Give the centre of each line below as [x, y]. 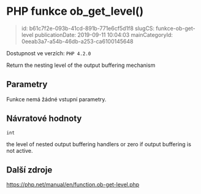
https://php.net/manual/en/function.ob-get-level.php [73, 185]
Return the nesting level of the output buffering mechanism [81, 65]
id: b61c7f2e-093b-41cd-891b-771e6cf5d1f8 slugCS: [88, 28]
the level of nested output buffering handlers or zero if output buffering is [99, 144]
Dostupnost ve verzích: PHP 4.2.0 [49, 53]
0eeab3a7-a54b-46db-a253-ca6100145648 [77, 41]
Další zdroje [29, 170]
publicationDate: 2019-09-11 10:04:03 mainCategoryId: [104, 34]
